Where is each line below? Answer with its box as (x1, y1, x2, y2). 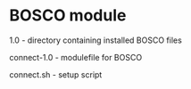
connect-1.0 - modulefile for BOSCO (9, 52, 143, 62)
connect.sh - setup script (9, 69, 103, 80)
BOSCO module (9, 5, 127, 26)
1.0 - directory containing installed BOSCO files (9, 35, 183, 45)
